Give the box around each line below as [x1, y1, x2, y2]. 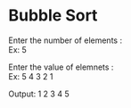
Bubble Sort [8, 5, 98, 26]
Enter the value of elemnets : [8, 62, 114, 72]
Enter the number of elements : [8, 35, 122, 46]
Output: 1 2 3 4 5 [8, 88, 70, 99]
